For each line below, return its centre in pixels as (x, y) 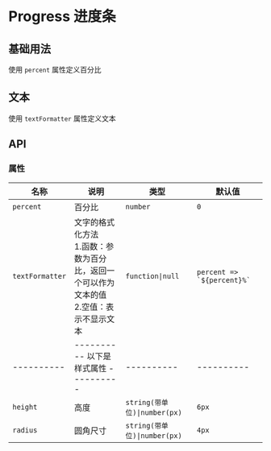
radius (25, 430)
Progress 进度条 (63, 17)
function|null (152, 276)
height (25, 407)
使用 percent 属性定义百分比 (55, 70)
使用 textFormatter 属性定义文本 (62, 118)
